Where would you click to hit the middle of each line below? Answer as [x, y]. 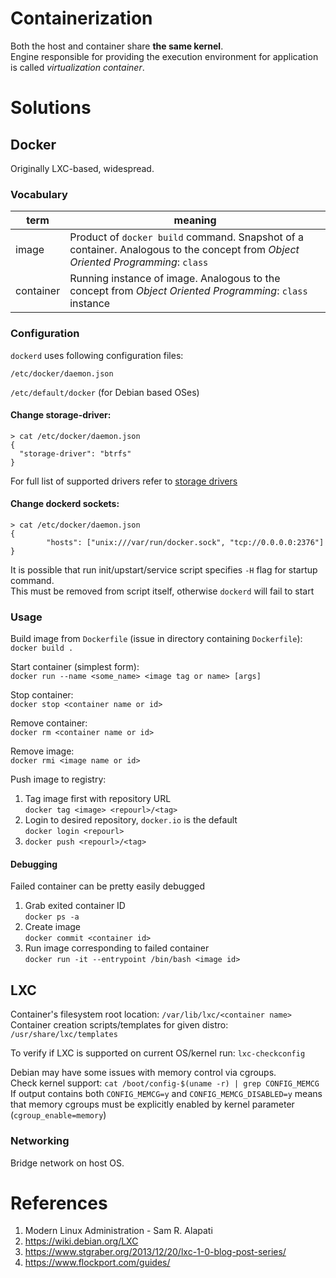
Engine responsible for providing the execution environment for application [164, 56]
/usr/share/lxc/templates [64, 1035]
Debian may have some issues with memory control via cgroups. [143, 1073]
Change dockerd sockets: [65, 504]
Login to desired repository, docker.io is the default [131, 820]
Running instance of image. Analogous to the [175, 279]
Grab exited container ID [75, 906]
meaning [195, 220]
